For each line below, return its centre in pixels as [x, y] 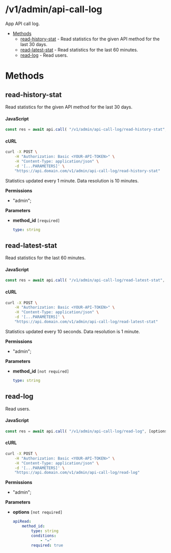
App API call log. [23, 24]
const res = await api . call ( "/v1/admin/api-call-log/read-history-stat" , [86, 130]
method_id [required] [36, 220]
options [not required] [37, 512]
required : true [47, 545]
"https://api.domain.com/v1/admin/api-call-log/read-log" [77, 473]
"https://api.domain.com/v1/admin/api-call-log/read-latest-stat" [86, 322]
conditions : [44, 536]
